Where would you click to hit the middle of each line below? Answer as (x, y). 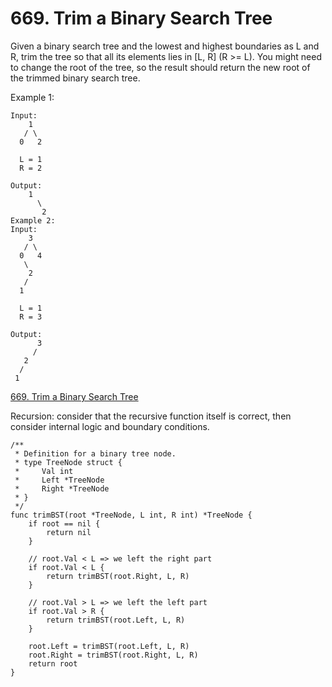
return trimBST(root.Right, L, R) (118, 576)
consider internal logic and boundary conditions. (110, 426)
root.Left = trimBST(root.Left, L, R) (109, 646)
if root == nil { (64, 523)
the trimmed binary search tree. (75, 78)
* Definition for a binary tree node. (95, 453)
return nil (69, 532)
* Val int (44, 471)
